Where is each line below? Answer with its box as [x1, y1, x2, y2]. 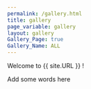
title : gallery [7, 17, 51, 24]
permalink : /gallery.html [7, 10, 82, 17]
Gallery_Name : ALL [7, 42, 60, 49]
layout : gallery [7, 29, 54, 37]
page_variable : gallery [7, 23, 76, 30]
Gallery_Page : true [7, 36, 64, 43]
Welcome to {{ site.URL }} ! [7, 62, 85, 70]
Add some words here [7, 75, 71, 83]
